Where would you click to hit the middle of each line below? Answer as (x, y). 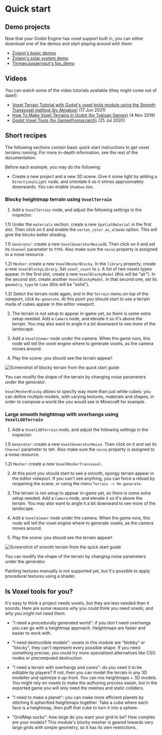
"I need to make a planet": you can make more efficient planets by (78, 698)
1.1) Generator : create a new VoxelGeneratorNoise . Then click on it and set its (81, 444)
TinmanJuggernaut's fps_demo (43, 63)
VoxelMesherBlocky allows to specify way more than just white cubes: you (78, 391)
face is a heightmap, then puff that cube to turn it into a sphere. (75, 708)
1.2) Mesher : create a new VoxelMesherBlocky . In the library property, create (81, 263)
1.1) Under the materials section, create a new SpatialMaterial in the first (78, 224)
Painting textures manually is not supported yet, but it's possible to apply (78, 571)
